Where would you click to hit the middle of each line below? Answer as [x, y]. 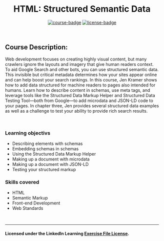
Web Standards [28, 208]
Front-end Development [36, 203]
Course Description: [36, 47]
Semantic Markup [30, 198]
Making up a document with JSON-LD [50, 164]
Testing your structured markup [44, 170]
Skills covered [22, 182]
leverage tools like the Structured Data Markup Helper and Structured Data [80, 95]
